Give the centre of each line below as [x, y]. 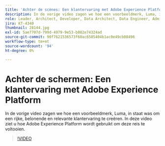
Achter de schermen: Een [58, 79]
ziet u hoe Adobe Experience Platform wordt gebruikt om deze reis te [75, 124]
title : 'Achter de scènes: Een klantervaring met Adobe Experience [76, 10]
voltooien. [15, 129]
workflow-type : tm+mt [27, 42]
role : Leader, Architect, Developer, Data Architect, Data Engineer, [78, 19]
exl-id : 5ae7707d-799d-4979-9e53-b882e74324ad [54, 32]
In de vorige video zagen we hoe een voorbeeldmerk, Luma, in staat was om [82, 114]
